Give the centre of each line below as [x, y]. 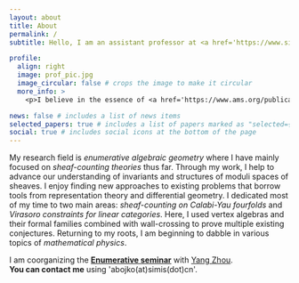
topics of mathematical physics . [68, 243]
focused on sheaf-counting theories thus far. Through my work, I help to [141, 167]
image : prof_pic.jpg [55, 75]
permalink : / [33, 34]
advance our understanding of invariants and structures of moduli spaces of [149, 177]
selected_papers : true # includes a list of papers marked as [127, 124]
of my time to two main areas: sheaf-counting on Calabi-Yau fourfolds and [146, 205]
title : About [33, 26]
